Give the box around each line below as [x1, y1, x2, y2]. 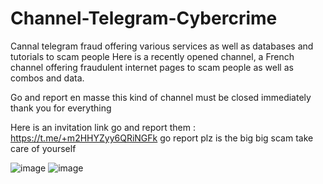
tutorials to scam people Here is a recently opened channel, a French [10, 50, 295, 62]
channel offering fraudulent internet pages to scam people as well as [10, 61, 294, 73]
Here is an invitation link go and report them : [10, 121, 196, 133]
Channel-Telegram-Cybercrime [10, 7, 278, 30]
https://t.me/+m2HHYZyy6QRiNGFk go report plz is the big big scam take [10, 132, 314, 144]
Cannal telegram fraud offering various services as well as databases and [10, 40, 314, 52]
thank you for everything [10, 102, 112, 114]
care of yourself [10, 142, 77, 154]
